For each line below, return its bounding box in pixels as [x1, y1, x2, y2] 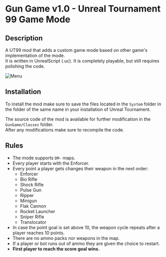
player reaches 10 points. [12, 230, 65, 236]
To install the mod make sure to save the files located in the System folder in [5, 101, 161, 107]
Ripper [20, 192, 34, 198]
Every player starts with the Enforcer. [12, 160, 90, 166]
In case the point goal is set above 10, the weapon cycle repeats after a [12, 224, 160, 230]
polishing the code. [5, 63, 45, 69]
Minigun [20, 198, 37, 204]
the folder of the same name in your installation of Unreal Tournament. [5, 106, 151, 112]
